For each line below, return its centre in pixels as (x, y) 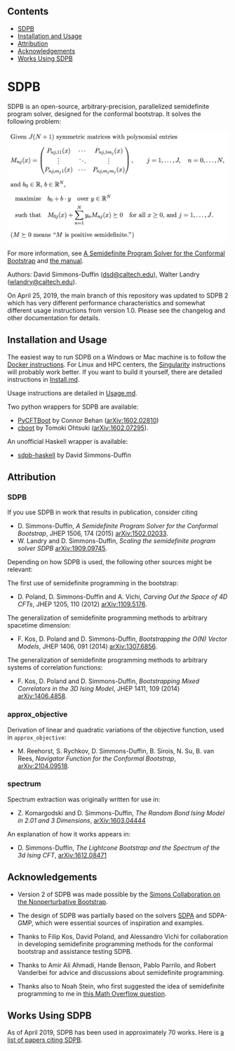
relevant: (20, 570)
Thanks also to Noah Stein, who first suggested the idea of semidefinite (121, 986)
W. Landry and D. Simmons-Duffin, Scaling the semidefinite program (116, 541)
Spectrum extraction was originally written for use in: (84, 799)
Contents (28, 12)
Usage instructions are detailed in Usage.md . (73, 393)
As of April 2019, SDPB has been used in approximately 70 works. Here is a (116, 1033)
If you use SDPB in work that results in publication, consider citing (102, 512)
